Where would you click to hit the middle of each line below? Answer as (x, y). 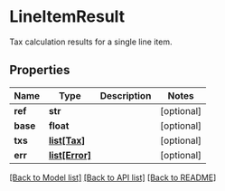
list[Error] (70, 155)
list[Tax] (67, 140)
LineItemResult (67, 17)
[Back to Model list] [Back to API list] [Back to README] (113, 177)
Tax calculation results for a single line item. (91, 42)
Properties (40, 70)
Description (126, 95)
